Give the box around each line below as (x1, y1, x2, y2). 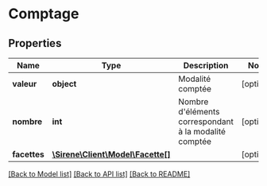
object (52, 79, 77, 89)
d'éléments (178, 107, 220, 117)
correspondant (178, 116, 234, 127)
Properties (8, 37, 62, 50)
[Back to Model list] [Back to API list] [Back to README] (8, 169, 191, 179)
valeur (12, 79, 37, 89)
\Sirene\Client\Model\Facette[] (52, 149, 171, 160)
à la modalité (178, 126, 226, 137)
